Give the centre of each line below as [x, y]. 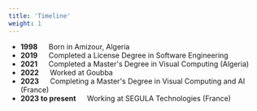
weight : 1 [25, 23]
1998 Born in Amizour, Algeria [75, 46]
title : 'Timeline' [39, 16]
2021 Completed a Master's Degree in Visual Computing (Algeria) [135, 64]
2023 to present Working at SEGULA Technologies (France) [126, 98]
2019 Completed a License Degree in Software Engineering [124, 55]
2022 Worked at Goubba [67, 72]
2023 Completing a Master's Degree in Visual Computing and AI [133, 81]
